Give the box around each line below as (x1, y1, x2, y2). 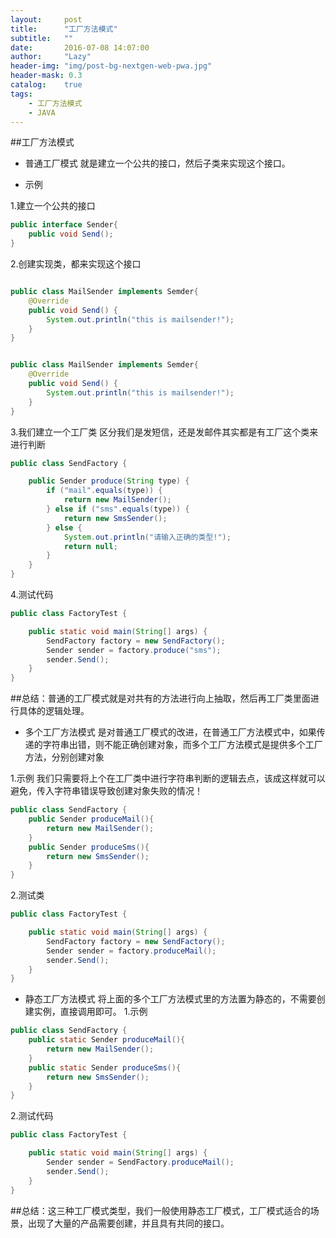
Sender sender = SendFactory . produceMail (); (46, 1157, 235, 1167)
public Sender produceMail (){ (28, 814, 155, 824)
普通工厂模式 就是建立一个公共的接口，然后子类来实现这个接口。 (24, 157, 291, 170)
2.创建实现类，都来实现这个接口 (10, 258, 142, 270)
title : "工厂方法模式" (10, 24, 118, 34)
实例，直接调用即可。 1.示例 (33, 1006, 148, 1018)
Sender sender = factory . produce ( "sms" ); (46, 645, 222, 655)
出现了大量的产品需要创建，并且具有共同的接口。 (27, 1217, 230, 1229)
